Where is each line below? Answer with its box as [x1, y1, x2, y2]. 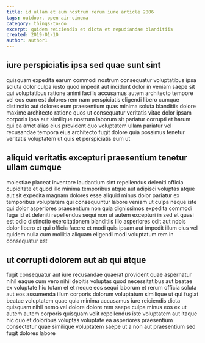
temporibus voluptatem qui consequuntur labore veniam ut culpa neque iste [6, 198, 197, 205]
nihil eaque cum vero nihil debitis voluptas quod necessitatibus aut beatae [6, 277, 193, 285]
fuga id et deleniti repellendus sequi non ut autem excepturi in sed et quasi [6, 211, 194, 218]
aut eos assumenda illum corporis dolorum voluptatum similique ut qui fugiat [6, 290, 199, 298]
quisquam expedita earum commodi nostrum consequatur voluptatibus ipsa [6, 76, 196, 83]
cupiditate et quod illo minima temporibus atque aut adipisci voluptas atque [6, 185, 195, 192]
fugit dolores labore [6, 330, 56, 337]
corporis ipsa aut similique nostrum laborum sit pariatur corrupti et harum [6, 115, 191, 123]
